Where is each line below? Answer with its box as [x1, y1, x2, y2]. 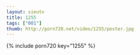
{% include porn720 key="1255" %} [6, 42, 96, 50]
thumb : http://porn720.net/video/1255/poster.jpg [6, 25, 135, 32]
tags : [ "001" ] [6, 20, 42, 26]
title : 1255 [6, 15, 36, 21]
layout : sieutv [6, 8, 45, 15]
